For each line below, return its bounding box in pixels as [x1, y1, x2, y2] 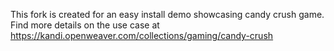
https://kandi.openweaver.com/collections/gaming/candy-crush [10, 30, 274, 41]
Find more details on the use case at [10, 19, 160, 31]
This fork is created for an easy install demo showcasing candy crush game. [10, 9, 325, 20]
